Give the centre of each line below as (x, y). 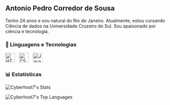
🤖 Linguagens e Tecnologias (41, 44)
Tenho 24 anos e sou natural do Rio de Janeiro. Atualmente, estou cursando (85, 20)
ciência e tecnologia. (27, 31)
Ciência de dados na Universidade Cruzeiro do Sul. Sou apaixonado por (81, 26)
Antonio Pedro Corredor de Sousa (60, 8)
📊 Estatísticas (23, 75)
